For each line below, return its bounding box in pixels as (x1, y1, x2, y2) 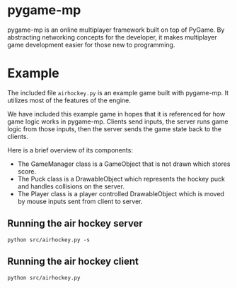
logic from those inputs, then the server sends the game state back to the (7, 124, 221, 133)
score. (17, 167, 37, 175)
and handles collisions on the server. (17, 182, 125, 191)
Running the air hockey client (7, 256, 139, 268)
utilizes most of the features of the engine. (7, 96, 131, 104)
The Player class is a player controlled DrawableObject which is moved (17, 189, 225, 198)
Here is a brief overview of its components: (7, 145, 133, 154)
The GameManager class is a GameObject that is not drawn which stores (17, 160, 231, 168)
